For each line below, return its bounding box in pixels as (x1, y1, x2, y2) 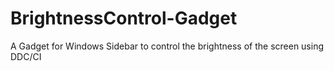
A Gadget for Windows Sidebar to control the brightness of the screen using (10, 40, 325, 52)
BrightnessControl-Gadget (10, 7, 238, 30)
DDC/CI (10, 50, 42, 62)
